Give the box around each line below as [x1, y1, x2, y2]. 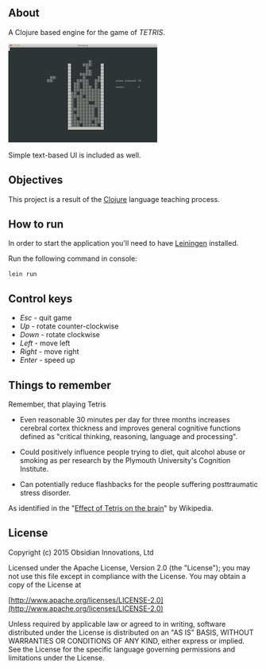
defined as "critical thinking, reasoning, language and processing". [19, 432, 238, 441]
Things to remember [8, 378, 111, 392]
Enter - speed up [19, 356, 75, 365]
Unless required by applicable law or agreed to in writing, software [8, 619, 226, 628]
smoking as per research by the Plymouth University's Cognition [19, 456, 231, 465]
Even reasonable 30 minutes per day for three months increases [19, 415, 230, 425]
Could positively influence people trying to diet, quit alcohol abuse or [19, 447, 246, 457]
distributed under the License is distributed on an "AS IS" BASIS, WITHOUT [8, 628, 254, 637]
